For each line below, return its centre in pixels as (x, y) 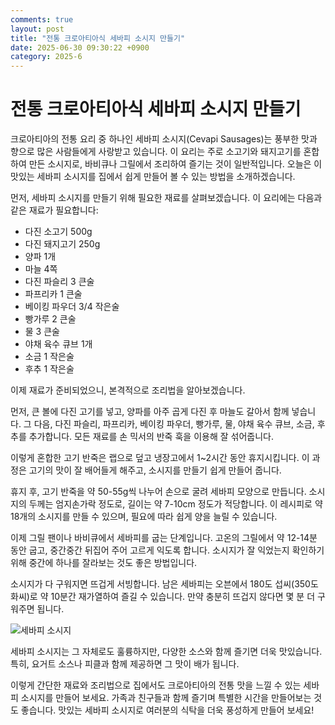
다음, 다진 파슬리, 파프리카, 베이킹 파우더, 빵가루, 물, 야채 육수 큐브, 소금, (174, 424)
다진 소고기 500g (58, 232)
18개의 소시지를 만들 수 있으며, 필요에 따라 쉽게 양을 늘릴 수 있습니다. (144, 517)
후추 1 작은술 (49, 369)
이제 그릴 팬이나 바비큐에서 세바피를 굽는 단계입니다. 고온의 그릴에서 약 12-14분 (164, 538)
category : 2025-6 (46, 57)
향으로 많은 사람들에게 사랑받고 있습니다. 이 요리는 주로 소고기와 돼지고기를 (156, 152)
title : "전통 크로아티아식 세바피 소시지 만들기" (98, 38)
